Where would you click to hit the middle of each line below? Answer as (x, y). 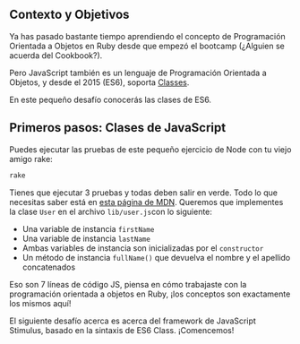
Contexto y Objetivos (69, 15)
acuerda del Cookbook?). (56, 55)
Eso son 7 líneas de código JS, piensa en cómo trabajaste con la (128, 284)
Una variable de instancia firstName (88, 228)
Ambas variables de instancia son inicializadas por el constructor (143, 248)
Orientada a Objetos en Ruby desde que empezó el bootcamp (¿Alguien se (147, 46)
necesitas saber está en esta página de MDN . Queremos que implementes (146, 202)
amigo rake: (31, 159)
